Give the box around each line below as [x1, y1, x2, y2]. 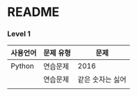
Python [10, 61, 35, 71]
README [7, 4, 60, 20]
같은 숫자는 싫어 [77, 74, 127, 84]
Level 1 [7, 29, 31, 39]
